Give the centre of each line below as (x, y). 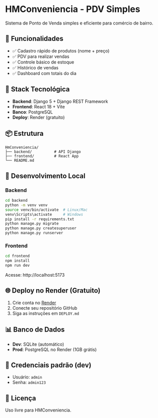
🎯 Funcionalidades (34, 39)
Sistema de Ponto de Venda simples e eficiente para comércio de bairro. (79, 23)
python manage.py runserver (34, 233)
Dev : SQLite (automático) (38, 344)
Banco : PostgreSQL (33, 112)
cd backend (16, 201)
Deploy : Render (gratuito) (39, 117)
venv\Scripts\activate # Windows (44, 214)
